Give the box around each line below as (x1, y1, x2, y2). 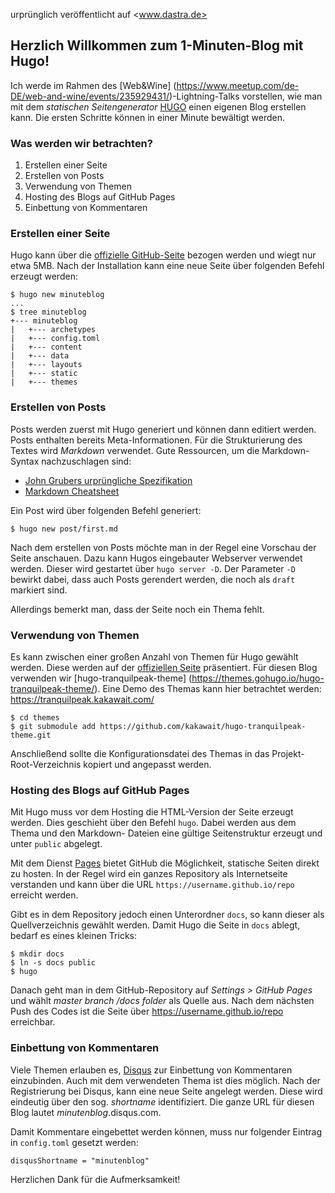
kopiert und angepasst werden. (83, 759, 212, 770)
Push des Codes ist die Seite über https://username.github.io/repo (10, 1005, 284, 1018)
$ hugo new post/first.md (10, 524, 118, 534)
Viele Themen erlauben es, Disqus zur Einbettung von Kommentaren (10, 1064, 293, 1076)
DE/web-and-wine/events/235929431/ (10, 90, 170, 102)
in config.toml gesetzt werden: (10, 1136, 139, 1148)
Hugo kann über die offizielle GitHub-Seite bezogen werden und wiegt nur (10, 249, 317, 261)
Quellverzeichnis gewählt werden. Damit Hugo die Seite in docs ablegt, (10, 919, 301, 931)
